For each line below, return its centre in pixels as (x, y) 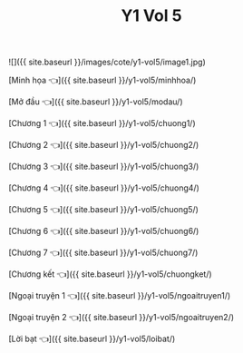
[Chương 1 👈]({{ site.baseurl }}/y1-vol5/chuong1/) (102, 123)
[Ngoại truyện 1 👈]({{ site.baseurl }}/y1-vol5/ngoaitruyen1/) (120, 296)
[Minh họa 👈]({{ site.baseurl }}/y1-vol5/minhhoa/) (102, 80)
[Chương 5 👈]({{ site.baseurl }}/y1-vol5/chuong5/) (103, 210)
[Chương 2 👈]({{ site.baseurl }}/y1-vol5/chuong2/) (104, 145)
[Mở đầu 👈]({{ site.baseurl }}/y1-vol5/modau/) (96, 102)
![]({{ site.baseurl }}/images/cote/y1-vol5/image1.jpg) (107, 62)
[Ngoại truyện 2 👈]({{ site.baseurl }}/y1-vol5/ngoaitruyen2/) (121, 318)
